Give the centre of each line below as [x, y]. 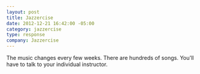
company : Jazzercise [33, 40]
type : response [26, 35]
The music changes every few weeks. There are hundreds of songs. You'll [100, 58]
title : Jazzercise [30, 18]
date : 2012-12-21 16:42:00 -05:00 [51, 23]
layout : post [23, 12]
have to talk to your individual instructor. [57, 64]
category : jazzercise [34, 29]
